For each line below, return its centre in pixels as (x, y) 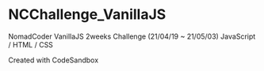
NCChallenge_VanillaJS (87, 15)
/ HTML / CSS (31, 44)
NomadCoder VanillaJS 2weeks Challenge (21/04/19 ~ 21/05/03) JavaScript (132, 36)
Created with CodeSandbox (54, 60)
